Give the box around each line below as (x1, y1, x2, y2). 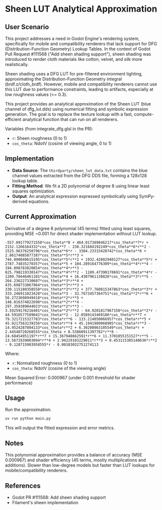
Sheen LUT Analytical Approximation (5, 3, 158, 15)
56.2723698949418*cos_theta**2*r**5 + (5, 295, 83, 300)
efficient (5, 117, 22, 122)
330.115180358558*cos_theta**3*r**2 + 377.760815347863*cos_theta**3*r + (5, 287, 158, 292)
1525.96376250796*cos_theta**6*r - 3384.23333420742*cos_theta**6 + (5, 248, 146, 253)
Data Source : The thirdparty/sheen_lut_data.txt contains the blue (12, 167, 148, 173)
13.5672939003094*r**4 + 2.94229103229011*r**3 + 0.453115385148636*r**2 (5, 338, 158, 343)
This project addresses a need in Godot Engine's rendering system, (5, 35, 140, 41)
